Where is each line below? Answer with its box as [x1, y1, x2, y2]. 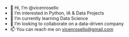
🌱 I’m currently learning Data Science [10, 15, 88, 21]
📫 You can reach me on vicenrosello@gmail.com [10, 26, 113, 32]
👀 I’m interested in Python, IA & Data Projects [10, 10, 104, 16]
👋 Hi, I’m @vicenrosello [10, 5, 59, 10]
